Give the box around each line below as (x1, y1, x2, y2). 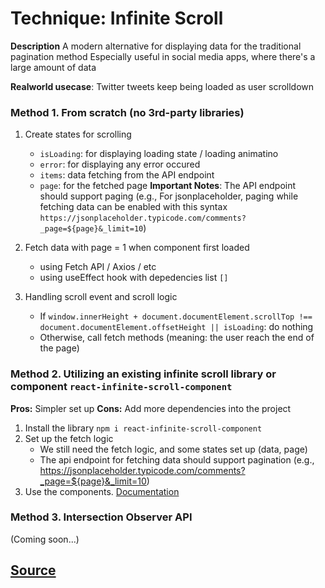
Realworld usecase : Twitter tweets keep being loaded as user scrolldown (10, 80, 315, 92)
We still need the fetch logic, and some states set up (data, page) (39, 443, 308, 455)
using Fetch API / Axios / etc (39, 261, 157, 273)
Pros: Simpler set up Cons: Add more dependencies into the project (10, 402, 292, 414)
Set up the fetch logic (24, 432, 114, 444)
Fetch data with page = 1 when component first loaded (24, 242, 250, 254)
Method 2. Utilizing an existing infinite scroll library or (10, 367, 277, 381)
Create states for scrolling (24, 128, 132, 141)
